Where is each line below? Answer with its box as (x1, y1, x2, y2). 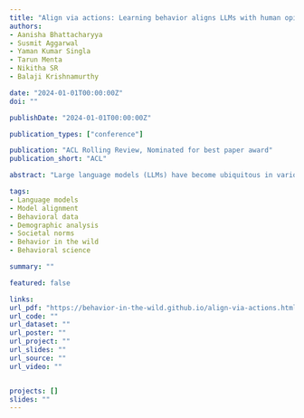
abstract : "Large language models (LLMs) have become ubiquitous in (9, 171, 273, 180)
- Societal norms (9, 229, 75, 238)
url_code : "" (9, 311, 59, 321)
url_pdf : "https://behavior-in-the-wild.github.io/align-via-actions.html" (9, 303, 301, 312)
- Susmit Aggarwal (9, 38, 79, 48)
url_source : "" (9, 354, 67, 363)
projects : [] (9, 386, 59, 395)
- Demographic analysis (9, 221, 100, 230)
